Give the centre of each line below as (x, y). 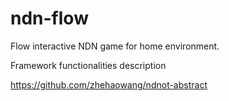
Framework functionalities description (88, 65)
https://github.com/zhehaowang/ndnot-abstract (109, 84)
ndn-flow (49, 18)
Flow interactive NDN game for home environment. (115, 46)
